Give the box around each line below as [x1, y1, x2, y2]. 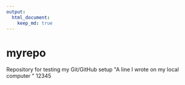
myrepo [6, 46, 47, 60]
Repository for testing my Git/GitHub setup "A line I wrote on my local [6, 66, 179, 73]
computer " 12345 [6, 72, 52, 80]
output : [6, 8, 26, 15]
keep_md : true [17, 20, 53, 26]
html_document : [12, 14, 50, 20]
